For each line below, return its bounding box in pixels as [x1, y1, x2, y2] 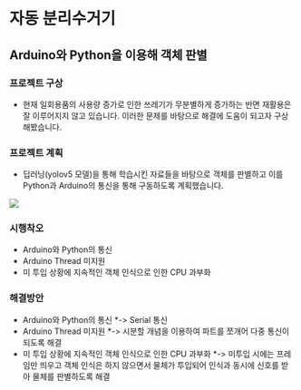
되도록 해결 [22, 336, 63, 347]
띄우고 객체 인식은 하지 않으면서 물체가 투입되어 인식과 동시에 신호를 [39, 359, 279, 370]
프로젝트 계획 [9, 146, 63, 159]
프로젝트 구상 [9, 76, 63, 89]
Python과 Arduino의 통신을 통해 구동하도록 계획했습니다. [22, 180, 224, 191]
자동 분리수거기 [9, 8, 116, 29]
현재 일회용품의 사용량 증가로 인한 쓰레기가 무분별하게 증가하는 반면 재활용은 [22, 99, 292, 110]
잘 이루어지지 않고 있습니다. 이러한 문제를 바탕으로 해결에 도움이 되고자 [22, 110, 272, 121]
